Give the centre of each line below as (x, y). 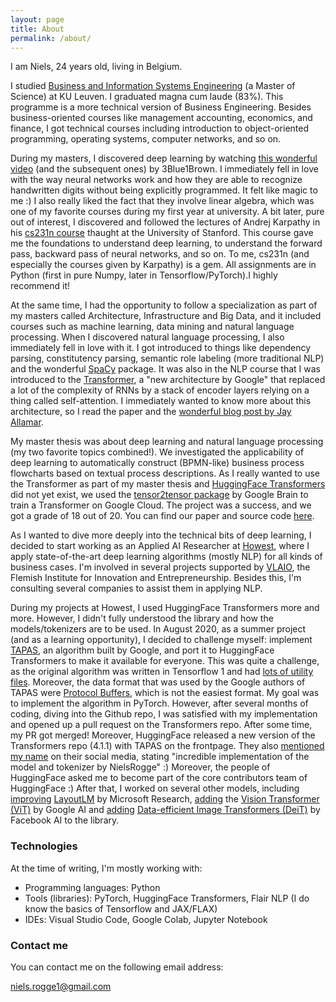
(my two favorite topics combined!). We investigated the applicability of (157, 452)
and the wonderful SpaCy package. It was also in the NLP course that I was (165, 369)
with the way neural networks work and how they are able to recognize (156, 180)
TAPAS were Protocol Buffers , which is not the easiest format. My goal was (165, 693)
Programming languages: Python (92, 887)
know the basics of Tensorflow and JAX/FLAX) (121, 908)
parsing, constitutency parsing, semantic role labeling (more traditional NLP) (167, 358)
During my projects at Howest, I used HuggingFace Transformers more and (165, 608)
